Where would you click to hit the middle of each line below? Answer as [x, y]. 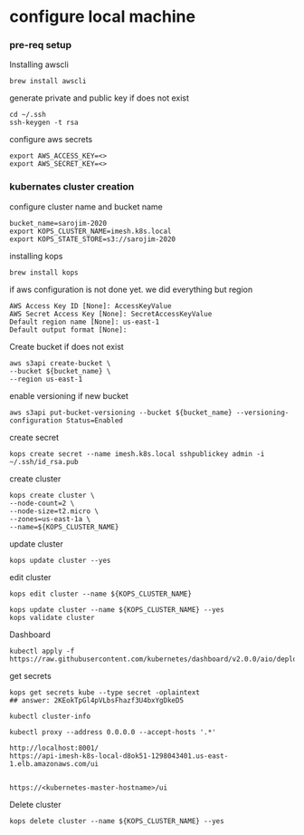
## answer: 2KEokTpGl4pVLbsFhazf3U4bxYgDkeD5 [96, 700]
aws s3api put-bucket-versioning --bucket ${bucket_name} [121, 413]
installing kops [36, 256]
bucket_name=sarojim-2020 [58, 223]
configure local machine [103, 17]
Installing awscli [39, 64]
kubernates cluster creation [72, 187]
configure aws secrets [51, 140]
